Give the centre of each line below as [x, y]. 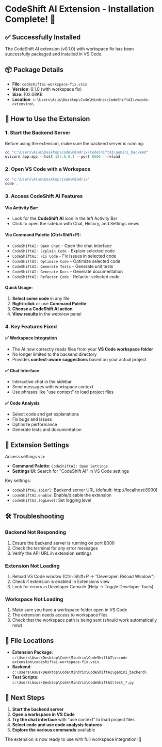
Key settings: [18, 481]
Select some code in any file [41, 298]
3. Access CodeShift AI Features [44, 196]
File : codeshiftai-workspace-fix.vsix [49, 84]
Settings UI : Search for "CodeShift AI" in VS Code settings [71, 471]
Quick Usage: [19, 288]
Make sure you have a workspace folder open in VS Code [70, 610]
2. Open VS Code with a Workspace [48, 169]
